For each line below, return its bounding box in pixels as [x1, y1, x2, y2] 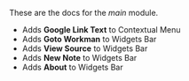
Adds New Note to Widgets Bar [21, 53, 138, 63]
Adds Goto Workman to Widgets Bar [21, 34, 157, 44]
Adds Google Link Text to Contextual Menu [21, 25, 181, 34]
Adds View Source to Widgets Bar [21, 43, 148, 54]
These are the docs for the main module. [9, 8, 159, 18]
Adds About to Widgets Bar [21, 62, 123, 72]
